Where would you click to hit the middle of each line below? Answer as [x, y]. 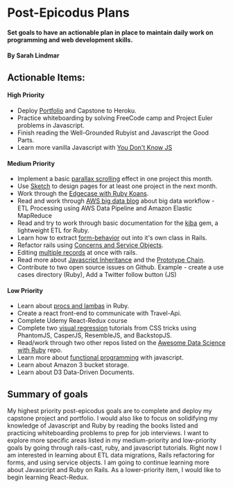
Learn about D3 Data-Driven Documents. [76, 372]
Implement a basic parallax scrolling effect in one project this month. [115, 179]
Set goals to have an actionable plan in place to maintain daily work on [110, 32]
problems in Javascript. [51, 125]
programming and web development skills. [70, 40]
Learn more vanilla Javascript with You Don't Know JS [95, 147]
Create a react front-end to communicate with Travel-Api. [99, 313]
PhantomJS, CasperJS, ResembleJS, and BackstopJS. [94, 335]
